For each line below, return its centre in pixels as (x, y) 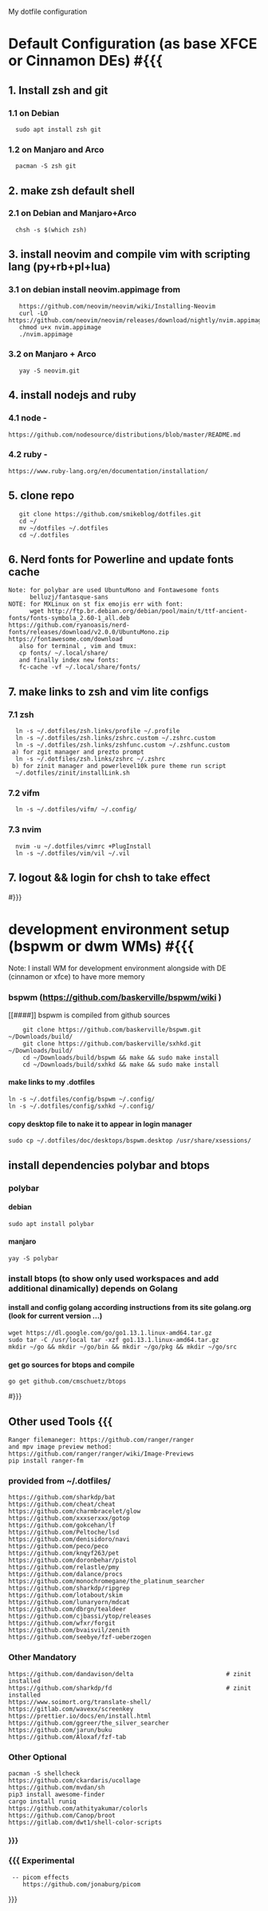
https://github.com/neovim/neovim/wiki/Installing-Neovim (117, 306)
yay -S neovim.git (49, 371)
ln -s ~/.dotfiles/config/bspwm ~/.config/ (82, 1099)
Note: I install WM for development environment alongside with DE (117, 968)
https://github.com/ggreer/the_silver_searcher (89, 1723)
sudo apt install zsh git (59, 129)
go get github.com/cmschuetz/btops (67, 1382)
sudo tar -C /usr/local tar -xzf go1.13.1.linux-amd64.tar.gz (114, 1340)
